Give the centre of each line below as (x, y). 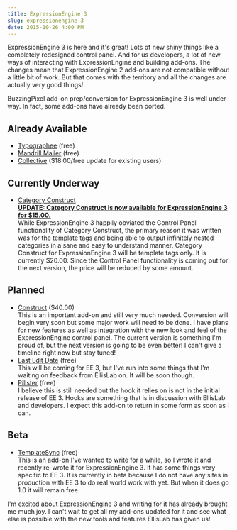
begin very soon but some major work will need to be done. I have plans (123, 322)
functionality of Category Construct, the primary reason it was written (120, 230)
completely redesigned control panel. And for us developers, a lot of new (114, 55)
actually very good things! (45, 85)
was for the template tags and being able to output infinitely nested (116, 238)
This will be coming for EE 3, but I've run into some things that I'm (114, 368)
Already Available (47, 128)
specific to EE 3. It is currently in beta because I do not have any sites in (123, 475)
